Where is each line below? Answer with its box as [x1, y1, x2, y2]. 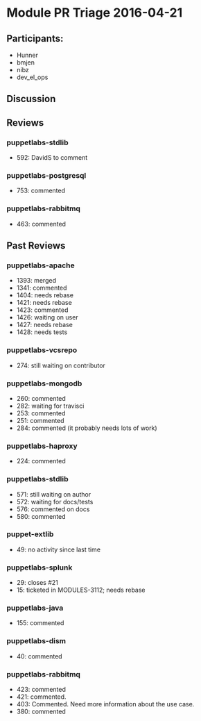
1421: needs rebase [16, 299, 72, 307]
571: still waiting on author [16, 490, 91, 498]
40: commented [16, 652, 63, 661]
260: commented [16, 394, 67, 402]
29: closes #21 [16, 579, 58, 587]
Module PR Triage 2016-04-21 [6, 5, 183, 21]
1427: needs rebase [16, 321, 73, 329]
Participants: [6, 33, 64, 44]
